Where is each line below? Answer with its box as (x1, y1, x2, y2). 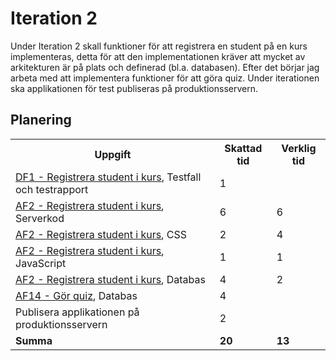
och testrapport (15, 182, 89, 196)
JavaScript (15, 256, 67, 270)
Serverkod (15, 211, 65, 225)
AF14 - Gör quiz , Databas (15, 288, 138, 302)
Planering (10, 112, 72, 129)
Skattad (224, 141, 263, 155)
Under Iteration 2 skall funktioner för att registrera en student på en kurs (10, 40, 308, 52)
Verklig (281, 141, 317, 155)
